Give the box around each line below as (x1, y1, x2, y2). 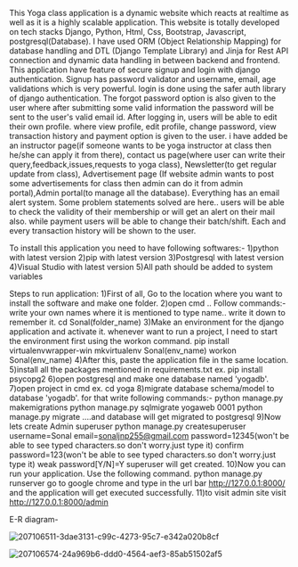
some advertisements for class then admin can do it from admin (9, 178, 243, 188)
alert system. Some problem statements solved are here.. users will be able (9, 197, 285, 208)
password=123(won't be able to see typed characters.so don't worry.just (9, 449, 277, 460)
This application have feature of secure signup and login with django (9, 64, 261, 75)
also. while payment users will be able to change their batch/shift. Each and (9, 216, 286, 226)
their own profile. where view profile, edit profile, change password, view (9, 121, 278, 132)
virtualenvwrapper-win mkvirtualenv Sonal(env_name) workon (9, 345, 238, 356)
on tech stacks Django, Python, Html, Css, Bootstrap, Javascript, (9, 27, 246, 37)
